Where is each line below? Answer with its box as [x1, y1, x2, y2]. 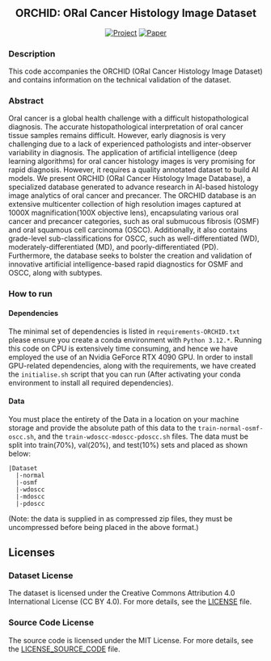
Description [8, 48, 56, 59]
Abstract [8, 95, 44, 107]
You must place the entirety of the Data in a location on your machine [8, 414, 239, 423]
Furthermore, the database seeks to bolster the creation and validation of [8, 251, 252, 261]
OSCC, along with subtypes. [8, 268, 103, 278]
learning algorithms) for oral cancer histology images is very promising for [8, 157, 256, 166]
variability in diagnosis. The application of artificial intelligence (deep [8, 148, 238, 158]
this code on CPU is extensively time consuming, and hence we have [8, 343, 239, 353]
